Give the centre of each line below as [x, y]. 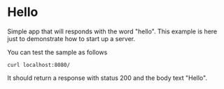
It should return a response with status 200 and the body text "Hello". [107, 78]
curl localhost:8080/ [39, 65]
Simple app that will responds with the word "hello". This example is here [112, 31]
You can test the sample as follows [57, 52]
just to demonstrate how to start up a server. [71, 38]
